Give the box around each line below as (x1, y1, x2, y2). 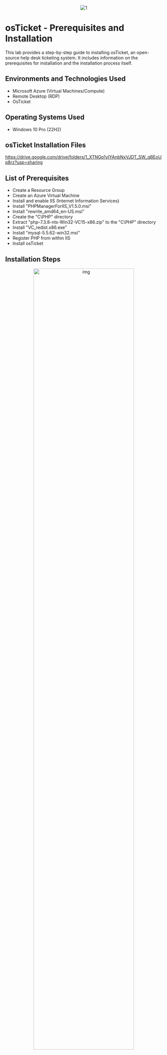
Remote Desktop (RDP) (12, 93, 60, 99)
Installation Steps (5, 255, 61, 263)
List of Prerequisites (5, 174, 69, 182)
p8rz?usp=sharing (5, 159, 43, 165)
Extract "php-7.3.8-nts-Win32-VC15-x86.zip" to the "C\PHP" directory (12, 219, 156, 225)
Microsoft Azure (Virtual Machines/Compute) (12, 88, 105, 94)
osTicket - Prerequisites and (5, 23, 125, 34)
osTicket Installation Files (5, 141, 86, 149)
